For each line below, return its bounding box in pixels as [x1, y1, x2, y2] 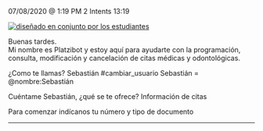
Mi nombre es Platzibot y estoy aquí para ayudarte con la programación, [8, 45, 241, 54]
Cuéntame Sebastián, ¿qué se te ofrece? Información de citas [8, 92, 207, 101]
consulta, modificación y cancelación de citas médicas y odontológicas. [8, 54, 241, 62]
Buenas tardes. [8, 37, 57, 46]
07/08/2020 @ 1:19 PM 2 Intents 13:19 [8, 7, 130, 16]
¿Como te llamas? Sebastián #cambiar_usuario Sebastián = [8, 69, 200, 77]
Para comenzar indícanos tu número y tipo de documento [8, 107, 194, 116]
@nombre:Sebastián [8, 77, 74, 86]
